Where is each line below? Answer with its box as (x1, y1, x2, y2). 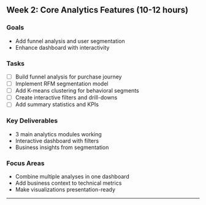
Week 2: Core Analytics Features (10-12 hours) (6, 5, 189, 15)
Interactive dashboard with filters (15, 137, 99, 144)
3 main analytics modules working (15, 130, 102, 137)
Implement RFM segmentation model (15, 80, 109, 88)
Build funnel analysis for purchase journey (15, 73, 122, 80)
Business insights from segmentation (15, 144, 109, 151)
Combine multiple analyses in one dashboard (15, 172, 130, 180)
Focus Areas (6, 159, 45, 168)
